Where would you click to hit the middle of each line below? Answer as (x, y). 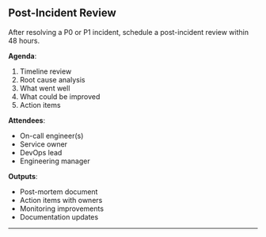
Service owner (44, 144)
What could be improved (60, 96)
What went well (45, 88)
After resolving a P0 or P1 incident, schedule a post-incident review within (129, 32)
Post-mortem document (59, 191)
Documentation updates (59, 216)
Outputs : (23, 176)
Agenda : (23, 55)
